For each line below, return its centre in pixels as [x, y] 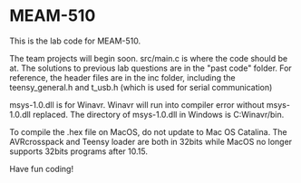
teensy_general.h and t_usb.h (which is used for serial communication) [141, 87]
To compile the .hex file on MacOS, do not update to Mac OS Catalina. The [148, 131]
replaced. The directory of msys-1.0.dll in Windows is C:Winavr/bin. [159, 114]
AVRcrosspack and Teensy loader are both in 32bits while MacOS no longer [151, 141]
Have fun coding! [42, 169]
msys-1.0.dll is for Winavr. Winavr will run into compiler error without [137, 104]
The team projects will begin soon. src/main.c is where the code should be [149, 58]
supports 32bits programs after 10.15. [78, 151]
